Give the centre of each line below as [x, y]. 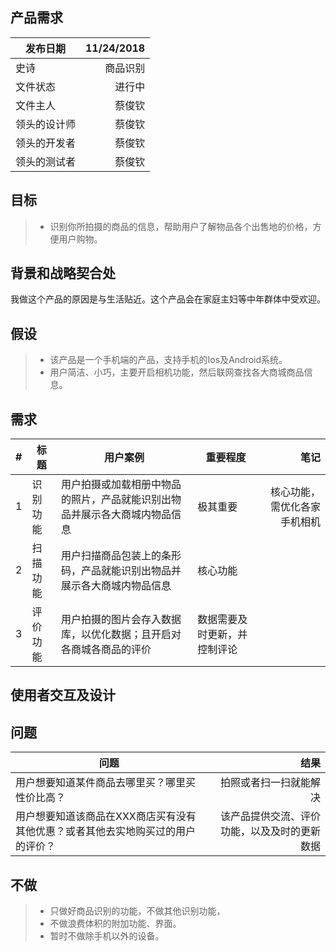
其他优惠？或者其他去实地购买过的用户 [106, 831]
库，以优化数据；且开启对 [121, 635]
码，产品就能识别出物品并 [121, 571]
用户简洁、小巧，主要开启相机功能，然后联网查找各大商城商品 [177, 372]
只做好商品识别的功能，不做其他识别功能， [137, 911]
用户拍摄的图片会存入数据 [121, 620]
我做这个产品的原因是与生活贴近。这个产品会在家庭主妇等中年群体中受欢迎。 [168, 299]
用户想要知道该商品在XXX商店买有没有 [106, 816]
